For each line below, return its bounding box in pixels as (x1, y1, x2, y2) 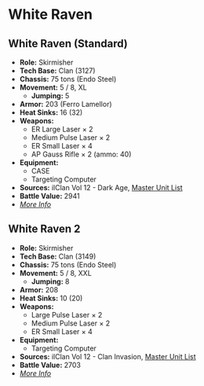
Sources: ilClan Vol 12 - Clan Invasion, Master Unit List (19, 351, 196, 361)
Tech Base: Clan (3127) (19, 66, 96, 75)
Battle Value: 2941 (19, 191, 80, 200)
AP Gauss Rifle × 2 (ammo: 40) (31, 149, 132, 159)
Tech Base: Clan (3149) (19, 252, 97, 261)
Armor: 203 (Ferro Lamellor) (19, 100, 112, 108)
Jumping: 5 (31, 91, 70, 100)
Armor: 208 (19, 285, 59, 294)
